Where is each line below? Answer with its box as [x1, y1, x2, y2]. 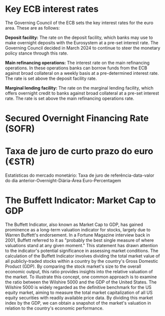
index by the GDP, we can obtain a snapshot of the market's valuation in [5, 300, 151, 306]
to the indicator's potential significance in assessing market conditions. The [5, 248, 159, 253]
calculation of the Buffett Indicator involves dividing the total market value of [5, 253, 160, 259]
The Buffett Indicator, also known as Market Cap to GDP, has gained [5, 221, 143, 227]
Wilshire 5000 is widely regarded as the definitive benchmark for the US [5, 284, 152, 290]
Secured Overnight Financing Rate [5, 113, 149, 124]
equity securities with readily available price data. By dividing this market [5, 295, 153, 301]
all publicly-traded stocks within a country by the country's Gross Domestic [5, 258, 159, 264]
